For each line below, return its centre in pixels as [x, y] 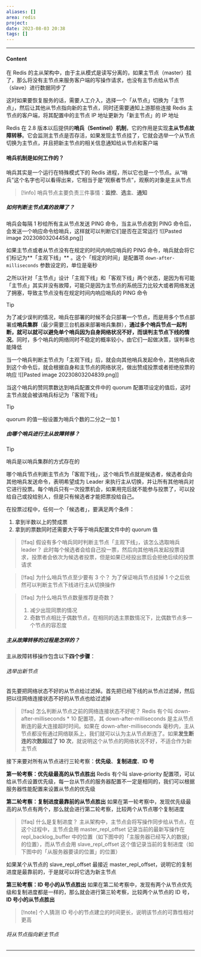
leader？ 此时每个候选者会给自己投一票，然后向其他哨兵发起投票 [100, 550]
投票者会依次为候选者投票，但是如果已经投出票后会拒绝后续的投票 [113, 557]
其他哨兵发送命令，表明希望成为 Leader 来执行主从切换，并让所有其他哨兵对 [100, 481]
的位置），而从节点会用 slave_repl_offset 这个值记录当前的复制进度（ [105, 844]
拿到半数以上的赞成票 [41, 522]
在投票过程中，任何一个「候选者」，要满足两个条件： [70, 510]
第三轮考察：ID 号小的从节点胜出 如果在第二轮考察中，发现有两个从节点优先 [99, 884]
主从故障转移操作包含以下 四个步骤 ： [51, 656]
